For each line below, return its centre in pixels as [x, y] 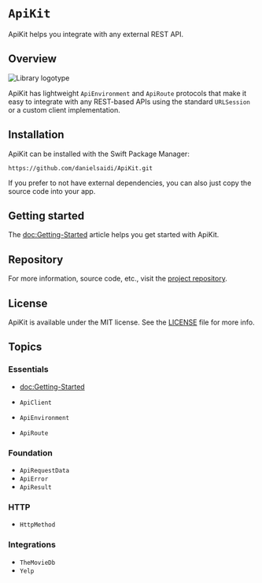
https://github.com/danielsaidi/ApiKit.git [81, 168]
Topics [25, 347]
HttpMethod [37, 525]
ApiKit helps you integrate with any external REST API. [96, 34]
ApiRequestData [44, 470]
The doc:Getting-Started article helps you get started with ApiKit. [114, 235]
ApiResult [36, 487]
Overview [33, 59]
